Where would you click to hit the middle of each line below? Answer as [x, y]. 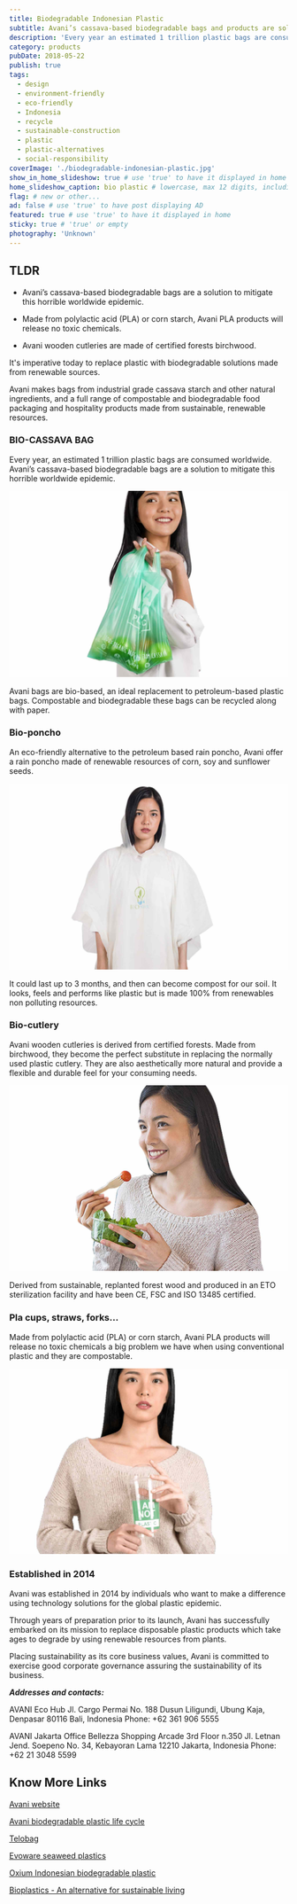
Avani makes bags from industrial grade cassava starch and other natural [142, 389]
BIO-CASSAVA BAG [52, 441]
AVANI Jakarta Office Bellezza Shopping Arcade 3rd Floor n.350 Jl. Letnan [145, 1736]
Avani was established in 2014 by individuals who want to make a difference [147, 1593]
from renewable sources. [55, 371]
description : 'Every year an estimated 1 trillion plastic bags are [138, 37]
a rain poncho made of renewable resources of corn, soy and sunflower [140, 761]
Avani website [34, 1804]
